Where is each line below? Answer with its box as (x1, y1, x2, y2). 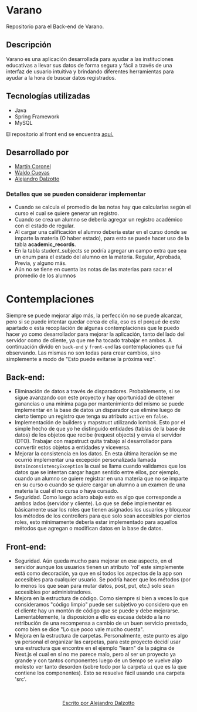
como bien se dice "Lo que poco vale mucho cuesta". (14, 626, 144, 633)
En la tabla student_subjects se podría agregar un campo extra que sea (14, 247, 187, 254)
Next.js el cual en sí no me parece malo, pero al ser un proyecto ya (14, 651, 176, 658)
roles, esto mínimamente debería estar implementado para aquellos (14, 519, 178, 526)
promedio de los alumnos (14, 272, 76, 279)
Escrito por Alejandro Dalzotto (62, 700, 135, 707)
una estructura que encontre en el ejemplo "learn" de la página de (14, 645, 175, 652)
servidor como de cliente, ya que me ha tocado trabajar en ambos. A (6, 336, 172, 343)
